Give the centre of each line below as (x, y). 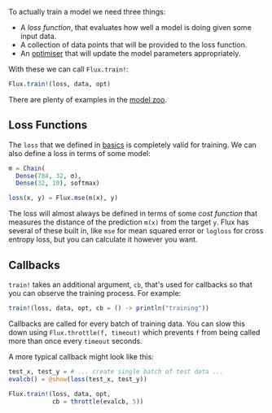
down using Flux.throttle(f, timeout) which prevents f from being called (134, 332)
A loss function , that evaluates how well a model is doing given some (136, 27)
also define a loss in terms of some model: (79, 153)
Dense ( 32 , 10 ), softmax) (58, 183)
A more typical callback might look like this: (81, 356)
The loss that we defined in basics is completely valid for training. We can (132, 145)
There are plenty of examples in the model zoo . (88, 99)
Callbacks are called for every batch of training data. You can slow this (127, 324)
